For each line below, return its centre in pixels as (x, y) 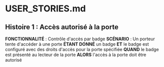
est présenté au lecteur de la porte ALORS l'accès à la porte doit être (76, 55)
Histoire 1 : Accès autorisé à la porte (62, 27)
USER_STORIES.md (45, 9)
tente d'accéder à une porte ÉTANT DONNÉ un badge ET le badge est (77, 44)
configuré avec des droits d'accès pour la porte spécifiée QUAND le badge (82, 49)
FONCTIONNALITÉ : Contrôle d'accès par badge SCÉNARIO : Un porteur (80, 39)
